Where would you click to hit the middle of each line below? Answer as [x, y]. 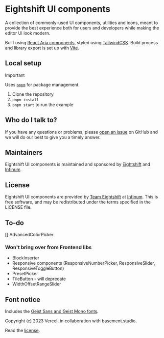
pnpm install [25, 100]
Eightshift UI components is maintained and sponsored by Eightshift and [78, 164]
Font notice [23, 299]
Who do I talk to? [31, 120]
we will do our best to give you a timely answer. [53, 137]
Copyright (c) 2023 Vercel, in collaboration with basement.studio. [71, 321]
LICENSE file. [18, 207]
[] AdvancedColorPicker [29, 235]
